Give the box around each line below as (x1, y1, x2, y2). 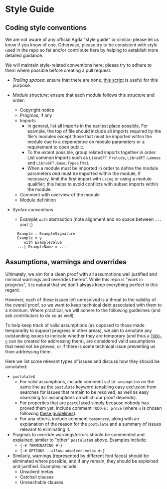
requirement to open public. (27, 144, 85, 150)
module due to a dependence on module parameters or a (27, 139, 145, 145)
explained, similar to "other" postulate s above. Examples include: (12, 437, 147, 443)
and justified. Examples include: (12, 463, 78, 469)
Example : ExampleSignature (17, 231, 76, 236)
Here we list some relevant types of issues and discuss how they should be (5, 358, 160, 364)
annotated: (5, 363, 27, 369)
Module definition (19, 197, 56, 203)
